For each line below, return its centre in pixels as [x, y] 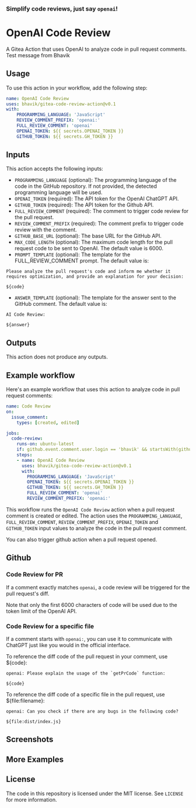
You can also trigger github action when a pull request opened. [82, 539]
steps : [24, 455]
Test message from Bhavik [38, 55]
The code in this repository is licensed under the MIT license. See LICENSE [95, 793]
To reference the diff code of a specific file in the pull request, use [85, 694]
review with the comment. [45, 230]
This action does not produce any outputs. [57, 357]
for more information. [32, 799]
